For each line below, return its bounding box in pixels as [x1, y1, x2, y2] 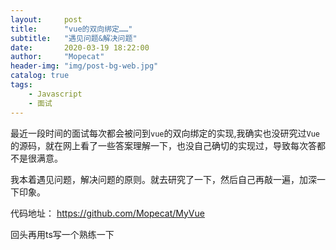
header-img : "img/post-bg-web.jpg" [10, 61, 159, 71]
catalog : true [10, 71, 70, 81]
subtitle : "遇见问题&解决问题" [10, 33, 138, 43]
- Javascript [28, 89, 83, 99]
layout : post [10, 14, 83, 25]
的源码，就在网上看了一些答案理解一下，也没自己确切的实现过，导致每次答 [10, 139, 317, 151]
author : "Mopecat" [10, 52, 105, 62]
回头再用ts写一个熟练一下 [10, 228, 115, 240]
